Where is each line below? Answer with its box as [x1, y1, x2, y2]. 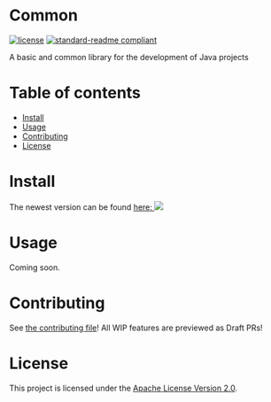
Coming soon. [9, 262, 60, 273]
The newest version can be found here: [9, 201, 153, 213]
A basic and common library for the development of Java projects [9, 51, 250, 62]
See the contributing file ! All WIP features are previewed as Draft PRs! [9, 322, 263, 333]
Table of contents [9, 83, 142, 103]
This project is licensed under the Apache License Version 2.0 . [9, 383, 237, 393]
